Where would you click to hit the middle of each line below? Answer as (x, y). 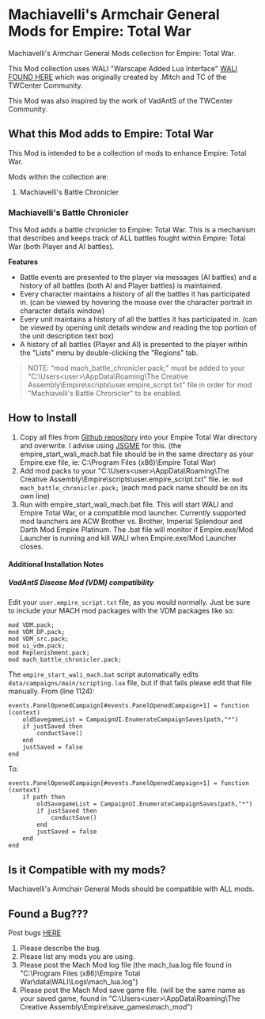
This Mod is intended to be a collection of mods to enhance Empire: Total (127, 153)
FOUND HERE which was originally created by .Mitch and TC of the (117, 77)
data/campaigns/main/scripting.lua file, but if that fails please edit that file (130, 683)
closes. (31, 546)
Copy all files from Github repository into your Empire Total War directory (138, 437)
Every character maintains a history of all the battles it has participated (135, 294)
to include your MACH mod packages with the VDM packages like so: (121, 611)
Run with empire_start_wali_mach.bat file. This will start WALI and (126, 504)
